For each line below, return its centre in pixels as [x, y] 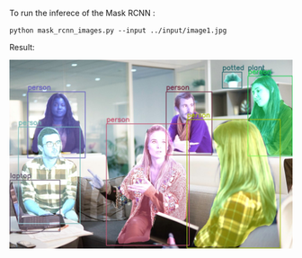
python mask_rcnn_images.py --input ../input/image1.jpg [118, 31]
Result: [22, 47]
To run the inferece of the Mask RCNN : [82, 13]
